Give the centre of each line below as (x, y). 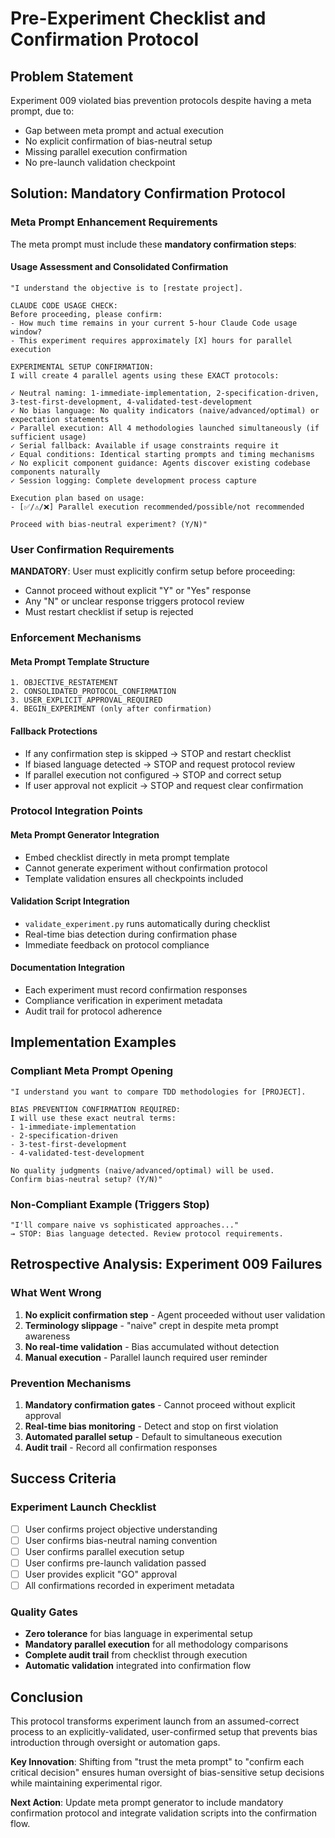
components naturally (55, 472)
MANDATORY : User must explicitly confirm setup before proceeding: (153, 571)
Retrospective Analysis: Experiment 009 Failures (166, 1264)
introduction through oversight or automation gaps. (115, 1743)
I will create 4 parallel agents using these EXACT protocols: (145, 375)
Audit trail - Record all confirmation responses (121, 1448)
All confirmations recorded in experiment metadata (129, 1586)
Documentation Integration (68, 968)
